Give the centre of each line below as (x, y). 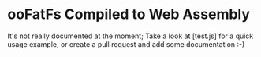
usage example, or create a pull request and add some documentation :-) (126, 44)
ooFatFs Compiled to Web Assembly (129, 14)
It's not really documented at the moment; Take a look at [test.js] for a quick (130, 36)
